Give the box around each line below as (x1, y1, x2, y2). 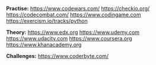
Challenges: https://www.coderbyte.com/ (6, 53, 109, 59)
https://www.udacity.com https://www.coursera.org (6, 35, 132, 42)
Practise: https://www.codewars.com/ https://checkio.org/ (6, 5, 150, 12)
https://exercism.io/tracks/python (6, 18, 88, 24)
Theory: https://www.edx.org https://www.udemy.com (6, 29, 140, 36)
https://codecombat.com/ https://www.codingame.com (6, 11, 141, 18)
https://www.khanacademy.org (6, 41, 82, 48)
